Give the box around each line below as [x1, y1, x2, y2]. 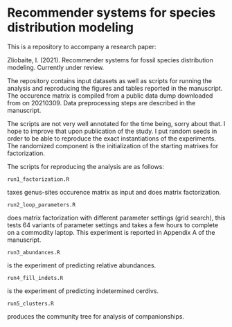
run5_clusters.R [7, 300, 54, 307]
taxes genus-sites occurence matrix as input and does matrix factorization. [7, 188, 222, 196]
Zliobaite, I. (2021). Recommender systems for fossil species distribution [7, 55, 213, 64]
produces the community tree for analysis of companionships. [7, 312, 185, 320]
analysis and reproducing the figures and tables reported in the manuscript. [7, 84, 223, 92]
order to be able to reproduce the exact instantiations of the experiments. [7, 134, 217, 143]
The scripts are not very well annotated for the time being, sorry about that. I [7, 119, 226, 127]
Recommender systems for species [7, 5, 216, 21]
